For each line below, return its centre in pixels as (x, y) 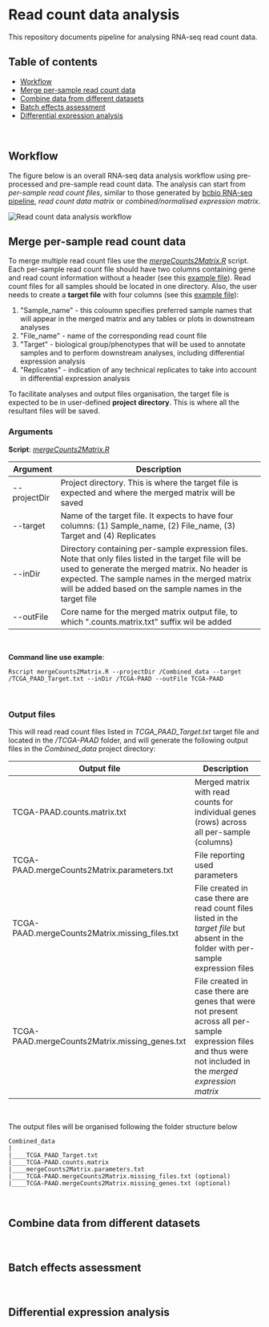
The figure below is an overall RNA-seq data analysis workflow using (122, 175)
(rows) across (221, 822)
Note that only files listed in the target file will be (151, 558)
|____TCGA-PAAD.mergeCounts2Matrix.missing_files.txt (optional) (119, 1176)
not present (217, 1011)
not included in (223, 1061)
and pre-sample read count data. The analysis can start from (145, 184)
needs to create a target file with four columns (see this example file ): (124, 295)
